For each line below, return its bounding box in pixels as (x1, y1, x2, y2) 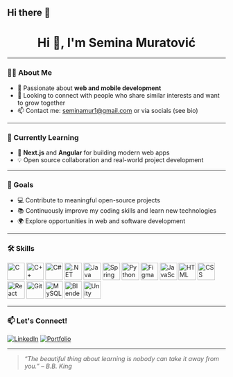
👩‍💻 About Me (7, 68, 52, 78)
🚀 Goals (7, 179, 34, 189)
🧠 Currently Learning (7, 132, 79, 142)
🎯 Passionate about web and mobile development (17, 84, 162, 92)
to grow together (17, 98, 66, 107)
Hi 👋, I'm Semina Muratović (37, 35, 196, 51)
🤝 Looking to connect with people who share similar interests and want (17, 91, 220, 99)
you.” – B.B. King (24, 362, 73, 370)
